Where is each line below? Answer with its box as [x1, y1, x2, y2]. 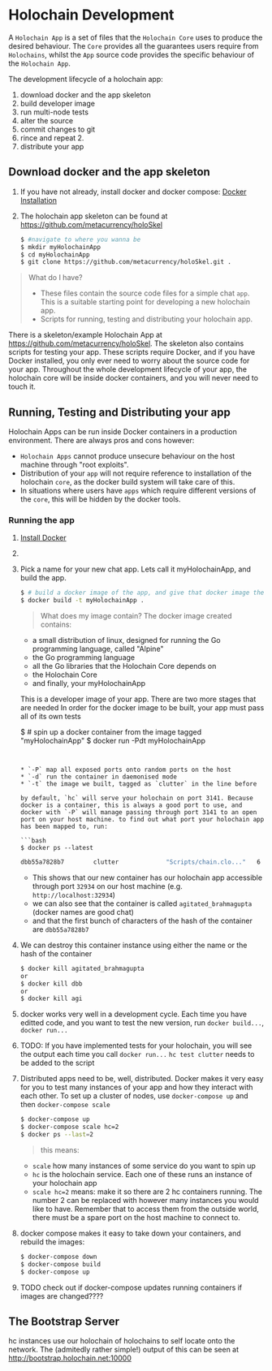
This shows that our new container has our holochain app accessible [32, 873, 262, 882]
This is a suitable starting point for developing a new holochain [40, 297, 250, 307]
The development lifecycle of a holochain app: [8, 74, 164, 84]
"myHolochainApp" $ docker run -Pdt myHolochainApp [19, 736, 205, 746]
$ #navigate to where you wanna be [19, 235, 141, 244]
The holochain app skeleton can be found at [19, 211, 168, 221]
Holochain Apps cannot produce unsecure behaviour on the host [19, 451, 235, 461]
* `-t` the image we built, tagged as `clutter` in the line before [19, 780, 257, 788]
